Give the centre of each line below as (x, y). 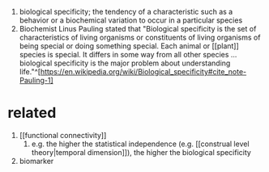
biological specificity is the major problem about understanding (125, 63)
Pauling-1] (36, 80)
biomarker (36, 161)
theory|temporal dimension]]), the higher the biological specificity (141, 152)
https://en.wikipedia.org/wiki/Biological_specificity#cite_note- (143, 71)
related (32, 113)
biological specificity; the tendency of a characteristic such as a (126, 12)
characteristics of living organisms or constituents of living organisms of (140, 37)
